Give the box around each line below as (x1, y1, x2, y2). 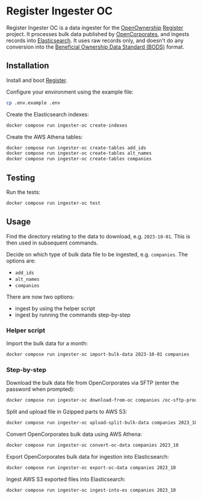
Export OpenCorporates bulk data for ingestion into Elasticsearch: (6, 453, 170, 460)
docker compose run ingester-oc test (6, 200, 101, 206)
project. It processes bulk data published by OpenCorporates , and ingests (6, 30, 189, 37)
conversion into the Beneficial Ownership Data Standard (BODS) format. (6, 43, 185, 50)
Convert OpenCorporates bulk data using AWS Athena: (6, 431, 142, 438)
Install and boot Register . (6, 76, 68, 83)
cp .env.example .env (6, 100, 61, 106)
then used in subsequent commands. (6, 239, 98, 246)
